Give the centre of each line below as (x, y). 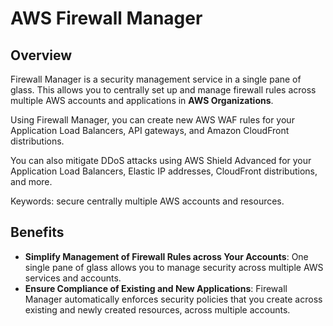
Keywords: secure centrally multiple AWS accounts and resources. (147, 201)
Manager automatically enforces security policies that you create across (173, 299)
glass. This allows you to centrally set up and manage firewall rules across (163, 90)
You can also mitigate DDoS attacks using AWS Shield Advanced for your (161, 160)
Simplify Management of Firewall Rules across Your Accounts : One (166, 256)
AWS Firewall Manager (106, 18)
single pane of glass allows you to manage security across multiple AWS (174, 267)
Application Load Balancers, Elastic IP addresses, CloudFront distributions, (164, 171)
